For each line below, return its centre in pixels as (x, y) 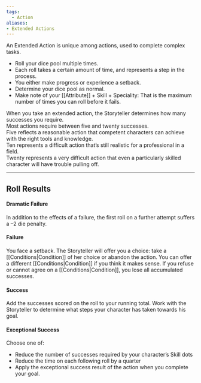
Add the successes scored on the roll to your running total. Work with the (96, 303)
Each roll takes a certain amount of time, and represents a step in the (100, 70)
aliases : (17, 23)
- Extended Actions (31, 28)
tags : (13, 12)
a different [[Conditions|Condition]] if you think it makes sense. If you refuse (100, 264)
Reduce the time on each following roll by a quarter (78, 361)
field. (13, 152)
